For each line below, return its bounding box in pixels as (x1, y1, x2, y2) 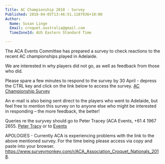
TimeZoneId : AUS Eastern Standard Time (9, 30, 92, 35)
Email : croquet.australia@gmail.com (9, 26, 85, 31)
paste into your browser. (5, 143, 55, 149)
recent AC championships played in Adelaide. (5, 53, 98, 59)
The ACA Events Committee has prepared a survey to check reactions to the (5, 48, 161, 54)
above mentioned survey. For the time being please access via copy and (5, 138, 153, 144)
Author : (5, 16, 21, 21)
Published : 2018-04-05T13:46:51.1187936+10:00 (5, 12, 103, 17)
